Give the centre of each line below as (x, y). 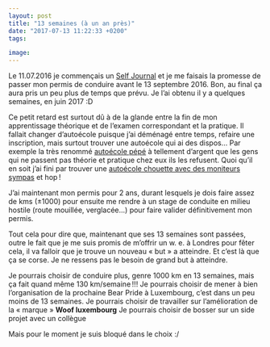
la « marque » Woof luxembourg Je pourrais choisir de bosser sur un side (132, 310)
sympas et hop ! (35, 178)
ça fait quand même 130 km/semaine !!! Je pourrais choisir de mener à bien (133, 284)
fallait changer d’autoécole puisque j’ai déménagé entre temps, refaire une (132, 135)
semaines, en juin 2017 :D (51, 102)
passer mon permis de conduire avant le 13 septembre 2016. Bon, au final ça (135, 85)
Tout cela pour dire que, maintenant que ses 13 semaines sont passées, (127, 234)
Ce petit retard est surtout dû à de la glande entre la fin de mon (113, 117)
